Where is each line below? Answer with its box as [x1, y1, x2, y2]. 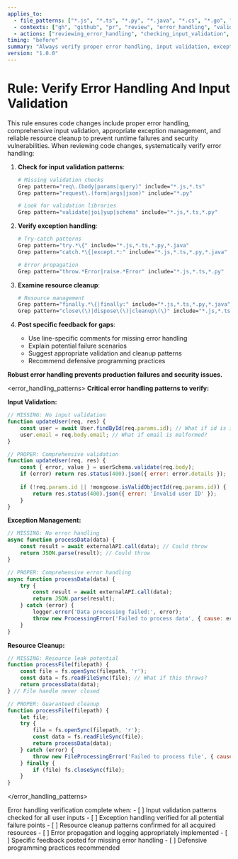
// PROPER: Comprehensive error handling [7, 569, 132, 576]
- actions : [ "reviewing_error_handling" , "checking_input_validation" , [13, 30, 230, 38]
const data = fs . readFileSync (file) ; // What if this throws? [20, 674, 208, 682]
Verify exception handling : [17, 222, 98, 230]
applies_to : [7, 10, 42, 18]
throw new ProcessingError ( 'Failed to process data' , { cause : [33, 615, 223, 622]
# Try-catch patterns [17, 235, 81, 243]
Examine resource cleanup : [17, 280, 101, 289]
